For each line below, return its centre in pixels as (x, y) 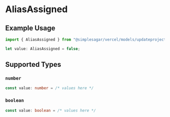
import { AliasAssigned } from (38, 40)
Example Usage (30, 28)
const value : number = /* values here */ (50, 88)
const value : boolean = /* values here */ (51, 110)
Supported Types (33, 65)
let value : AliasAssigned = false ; (43, 49)
